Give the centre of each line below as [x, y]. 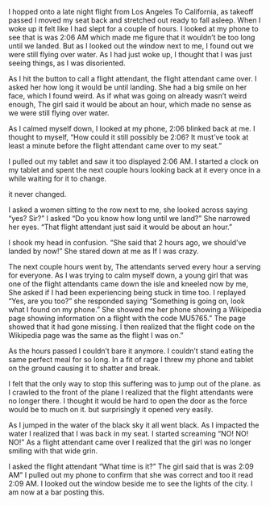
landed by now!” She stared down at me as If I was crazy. [104, 251]
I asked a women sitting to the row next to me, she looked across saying [128, 210]
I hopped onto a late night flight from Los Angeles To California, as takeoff [131, 12]
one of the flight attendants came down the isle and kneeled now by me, [128, 284]
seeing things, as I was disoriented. [67, 63]
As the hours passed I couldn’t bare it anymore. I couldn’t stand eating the [131, 351]
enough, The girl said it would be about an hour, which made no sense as [130, 104]
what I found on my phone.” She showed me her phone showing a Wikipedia [135, 309]
